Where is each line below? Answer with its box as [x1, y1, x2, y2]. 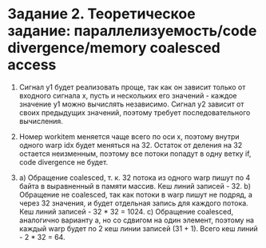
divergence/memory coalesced [7, 39, 220, 57]
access [7, 56, 57, 74]
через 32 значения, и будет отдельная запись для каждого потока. [18, 198, 248, 208]
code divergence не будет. [18, 157, 109, 166]
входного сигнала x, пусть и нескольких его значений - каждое [18, 90, 237, 100]
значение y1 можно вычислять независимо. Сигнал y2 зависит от [18, 99, 244, 109]
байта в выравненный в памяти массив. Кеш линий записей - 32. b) [18, 181, 251, 190]
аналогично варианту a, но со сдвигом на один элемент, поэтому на [18, 215, 255, 225]
